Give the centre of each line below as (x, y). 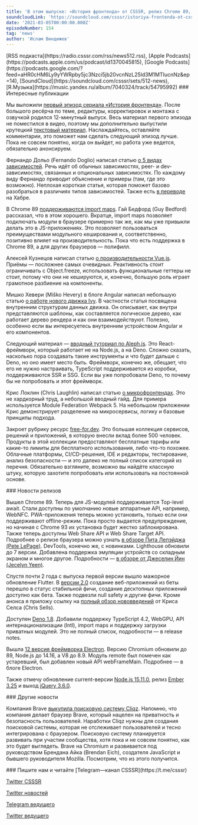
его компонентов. (29, 332)
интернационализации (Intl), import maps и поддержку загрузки (86, 625)
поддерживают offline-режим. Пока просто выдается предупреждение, (97, 521)
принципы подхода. (31, 418)
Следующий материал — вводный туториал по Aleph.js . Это (82, 344)
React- (167, 344)
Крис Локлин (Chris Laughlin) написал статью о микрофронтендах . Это (96, 392)
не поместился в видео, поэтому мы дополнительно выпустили (87, 124)
